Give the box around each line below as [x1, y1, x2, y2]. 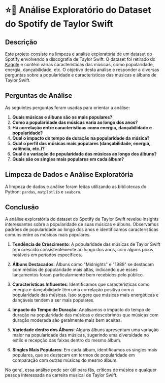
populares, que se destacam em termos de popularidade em [12, 352, 135, 358]
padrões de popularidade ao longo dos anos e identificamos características [5, 227, 159, 232]
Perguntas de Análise [5, 91, 72, 100]
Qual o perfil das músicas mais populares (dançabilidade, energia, [12, 140, 151, 146]
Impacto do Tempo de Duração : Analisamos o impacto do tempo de [12, 307, 151, 313]
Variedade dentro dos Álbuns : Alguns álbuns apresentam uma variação [12, 327, 159, 333]
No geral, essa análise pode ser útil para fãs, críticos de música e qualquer [5, 367, 157, 373]
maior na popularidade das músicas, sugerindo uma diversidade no [12, 332, 149, 338]
